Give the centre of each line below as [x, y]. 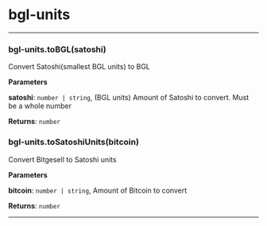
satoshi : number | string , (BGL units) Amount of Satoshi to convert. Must [129, 98]
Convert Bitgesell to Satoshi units [62, 159]
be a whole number [40, 106]
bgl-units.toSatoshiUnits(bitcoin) [74, 142]
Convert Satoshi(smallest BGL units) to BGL [79, 67]
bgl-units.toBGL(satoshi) [57, 49]
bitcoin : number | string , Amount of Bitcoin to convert [98, 190]
